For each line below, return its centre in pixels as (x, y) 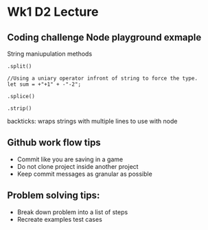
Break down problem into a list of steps (72, 212)
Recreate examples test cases (60, 219)
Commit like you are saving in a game (70, 159)
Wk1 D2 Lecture (53, 12)
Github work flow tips (54, 142)
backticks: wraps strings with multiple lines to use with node (92, 121)
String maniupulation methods (50, 54)
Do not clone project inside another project (78, 166)
